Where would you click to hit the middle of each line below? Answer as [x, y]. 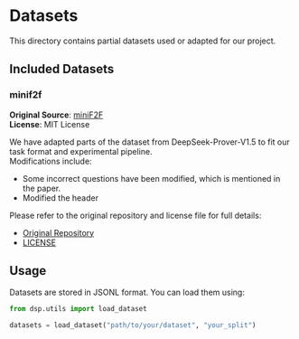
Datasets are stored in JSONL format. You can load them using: [127, 292]
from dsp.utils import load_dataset [78, 309]
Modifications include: [51, 161]
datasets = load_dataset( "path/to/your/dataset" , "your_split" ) [133, 325]
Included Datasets [62, 69]
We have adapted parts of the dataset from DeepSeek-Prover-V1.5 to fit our [150, 142]
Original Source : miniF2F [56, 115]
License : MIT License [50, 124]
